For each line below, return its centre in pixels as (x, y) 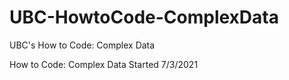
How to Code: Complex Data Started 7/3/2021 (104, 64)
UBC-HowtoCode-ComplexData (144, 17)
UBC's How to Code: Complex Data (82, 45)
